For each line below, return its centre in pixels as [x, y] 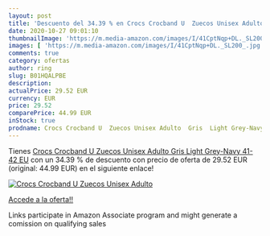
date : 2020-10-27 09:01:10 [53, 31]
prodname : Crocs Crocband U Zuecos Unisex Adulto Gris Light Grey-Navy [136, 128]
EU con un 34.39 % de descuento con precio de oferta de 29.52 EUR [133, 159]
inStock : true [32, 121]
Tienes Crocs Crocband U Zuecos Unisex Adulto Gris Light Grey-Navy [125, 151]
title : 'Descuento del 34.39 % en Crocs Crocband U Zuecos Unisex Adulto [136, 23]
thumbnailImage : [35, 38]
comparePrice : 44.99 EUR [50, 114]
